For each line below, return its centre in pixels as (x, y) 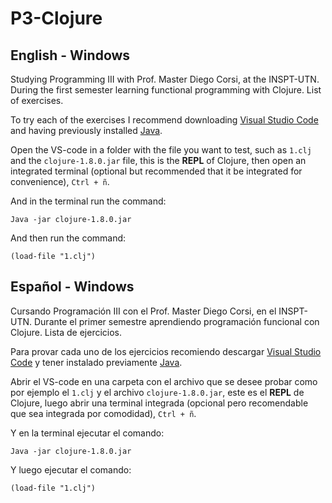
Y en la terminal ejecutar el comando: (87, 433)
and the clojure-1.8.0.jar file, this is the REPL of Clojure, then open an (158, 160)
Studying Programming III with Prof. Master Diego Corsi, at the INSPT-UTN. (165, 79)
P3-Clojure (56, 18)
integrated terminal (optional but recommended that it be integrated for (156, 171)
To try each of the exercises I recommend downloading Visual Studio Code (164, 120)
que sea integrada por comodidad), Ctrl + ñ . (103, 413)
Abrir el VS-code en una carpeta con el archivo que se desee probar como (164, 381)
